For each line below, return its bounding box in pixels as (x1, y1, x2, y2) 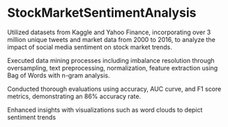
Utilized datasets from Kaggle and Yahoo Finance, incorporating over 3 (7, 28, 211, 36)
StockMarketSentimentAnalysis (7, 5, 197, 21)
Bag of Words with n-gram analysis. (7, 71, 110, 80)
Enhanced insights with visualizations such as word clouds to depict (7, 105, 203, 114)
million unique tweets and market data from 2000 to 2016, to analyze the (7, 35, 216, 43)
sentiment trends (7, 113, 56, 121)
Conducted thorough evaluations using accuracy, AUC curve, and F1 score (7, 84, 222, 93)
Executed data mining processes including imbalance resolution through (7, 56, 215, 64)
